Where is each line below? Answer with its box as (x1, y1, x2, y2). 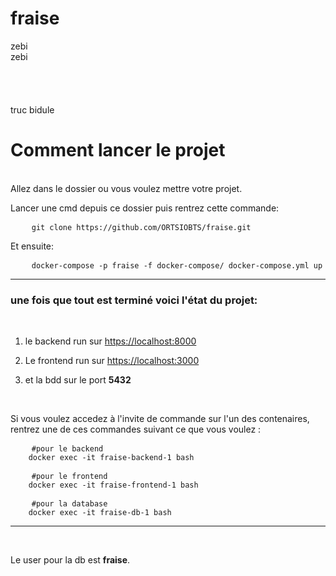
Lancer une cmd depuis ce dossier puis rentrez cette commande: (10, 202, 280, 214)
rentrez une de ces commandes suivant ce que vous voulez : (10, 423, 262, 436)
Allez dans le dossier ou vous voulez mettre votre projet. (10, 182, 243, 194)
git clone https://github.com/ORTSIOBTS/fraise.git (31, 222, 252, 232)
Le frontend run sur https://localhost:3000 (24, 355, 200, 367)
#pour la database (31, 499, 108, 509)
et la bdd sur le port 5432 (24, 374, 132, 386)
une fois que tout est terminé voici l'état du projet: (10, 293, 258, 307)
